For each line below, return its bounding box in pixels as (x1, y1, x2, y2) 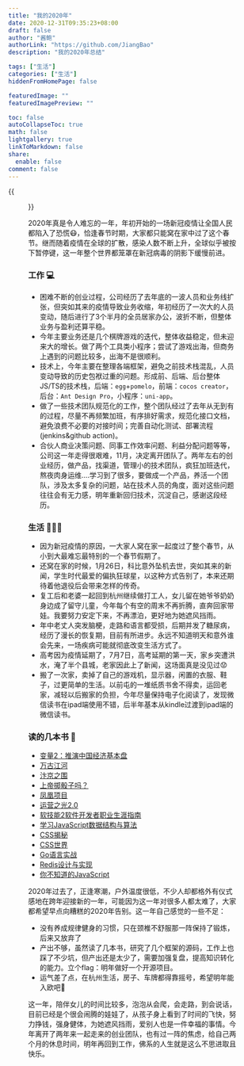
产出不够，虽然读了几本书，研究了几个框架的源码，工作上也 (39, 943, 234, 953)
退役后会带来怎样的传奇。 (60, 580, 144, 590)
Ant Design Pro (60, 392, 111, 400)
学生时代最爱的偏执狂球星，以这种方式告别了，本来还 (53, 571, 227, 580)
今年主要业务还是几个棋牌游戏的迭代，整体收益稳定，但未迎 (39, 331, 234, 341)
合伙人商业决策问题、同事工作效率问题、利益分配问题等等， (39, 441, 234, 450)
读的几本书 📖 (28, 731, 77, 742)
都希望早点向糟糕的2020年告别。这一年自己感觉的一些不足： (28, 907, 226, 916)
